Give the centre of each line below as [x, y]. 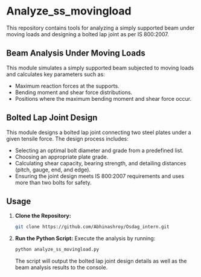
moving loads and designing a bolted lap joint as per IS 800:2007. [88, 34]
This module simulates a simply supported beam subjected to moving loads [100, 68]
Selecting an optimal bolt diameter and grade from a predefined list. [99, 150]
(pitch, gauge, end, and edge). [53, 170]
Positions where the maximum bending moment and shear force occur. [103, 98]
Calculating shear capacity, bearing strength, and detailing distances [101, 163]
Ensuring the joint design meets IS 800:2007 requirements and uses [100, 176]
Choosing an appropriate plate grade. [62, 157]
